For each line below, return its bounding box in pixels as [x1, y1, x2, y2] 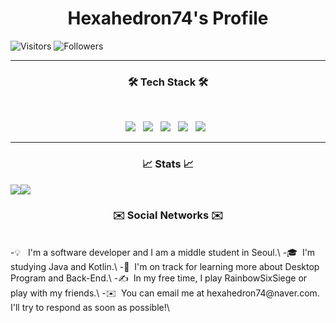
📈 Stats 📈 [142, 157, 194, 171]
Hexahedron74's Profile [67, 7, 269, 30]
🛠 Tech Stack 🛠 [127, 75, 209, 89]
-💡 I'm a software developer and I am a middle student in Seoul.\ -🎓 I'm [10, 246, 316, 258]
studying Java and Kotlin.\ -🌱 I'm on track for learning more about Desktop [10, 260, 320, 272]
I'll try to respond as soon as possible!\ [10, 301, 170, 313]
